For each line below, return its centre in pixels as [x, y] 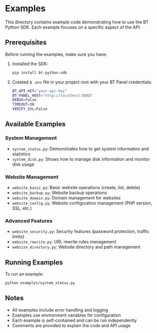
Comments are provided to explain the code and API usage [71, 325]
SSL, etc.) [22, 208]
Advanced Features [29, 221]
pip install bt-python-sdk [39, 73]
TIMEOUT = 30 [23, 105]
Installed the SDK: [30, 63]
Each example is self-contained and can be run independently [74, 320]
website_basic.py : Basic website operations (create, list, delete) [76, 187]
